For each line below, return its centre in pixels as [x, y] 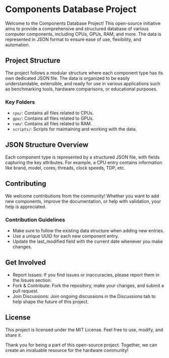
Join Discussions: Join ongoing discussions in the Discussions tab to [84, 296]
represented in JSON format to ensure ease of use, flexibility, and [73, 39]
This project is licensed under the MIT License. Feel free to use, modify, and [84, 330]
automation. [18, 44]
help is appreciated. [26, 207]
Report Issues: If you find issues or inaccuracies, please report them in [86, 275]
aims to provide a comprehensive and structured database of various [77, 28]
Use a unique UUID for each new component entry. [66, 236]
